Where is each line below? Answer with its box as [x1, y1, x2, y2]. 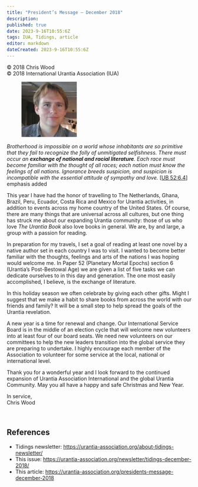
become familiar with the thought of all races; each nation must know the [6, 161, 185, 168]
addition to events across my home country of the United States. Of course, [6, 204, 190, 211]
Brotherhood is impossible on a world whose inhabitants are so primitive [6, 143, 183, 150]
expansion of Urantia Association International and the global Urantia [6, 375, 174, 382]
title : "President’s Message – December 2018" [6, 9, 123, 15]
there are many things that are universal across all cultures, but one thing [6, 210, 184, 217]
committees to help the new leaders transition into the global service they [6, 339, 185, 346]
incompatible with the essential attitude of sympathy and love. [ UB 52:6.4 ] [6, 174, 188, 181]
